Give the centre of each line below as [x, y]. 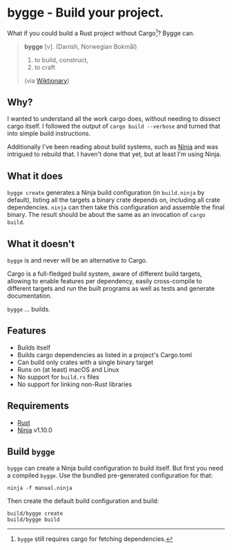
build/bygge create [35, 514]
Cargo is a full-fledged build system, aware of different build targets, [105, 274]
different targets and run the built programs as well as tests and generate [111, 289]
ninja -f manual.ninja [40, 489]
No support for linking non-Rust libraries [75, 384]
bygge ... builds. [29, 310]
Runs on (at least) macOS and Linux [68, 369]
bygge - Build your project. [86, 13]
